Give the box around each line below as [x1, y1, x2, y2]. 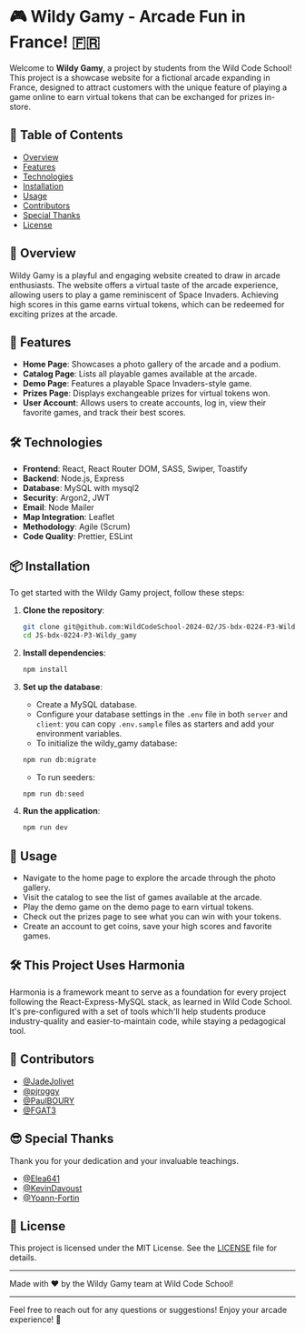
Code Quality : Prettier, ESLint [22, 531, 133, 542]
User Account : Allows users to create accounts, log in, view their [22, 397, 267, 408]
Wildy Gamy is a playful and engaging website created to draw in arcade [9, 269, 281, 281]
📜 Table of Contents [9, 127, 123, 143]
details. [9, 1252, 37, 1263]
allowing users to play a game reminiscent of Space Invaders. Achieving [9, 289, 279, 300]
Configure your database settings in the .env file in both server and [35, 708, 289, 719]
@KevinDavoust [22, 1182, 83, 1193]
